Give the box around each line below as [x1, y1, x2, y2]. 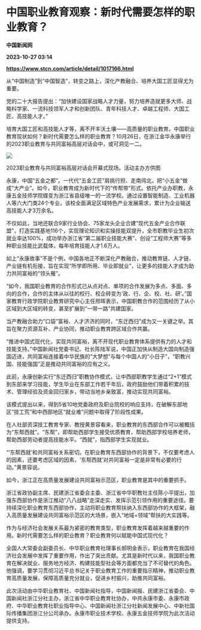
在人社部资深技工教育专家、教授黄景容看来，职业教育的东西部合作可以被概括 [6, 420, 195, 428]
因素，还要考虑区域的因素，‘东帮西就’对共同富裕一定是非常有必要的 [11, 456, 177, 463]
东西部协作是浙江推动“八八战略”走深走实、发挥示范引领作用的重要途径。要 [11, 496, 194, 504]
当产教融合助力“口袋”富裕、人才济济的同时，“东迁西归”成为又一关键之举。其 [6, 317, 194, 325]
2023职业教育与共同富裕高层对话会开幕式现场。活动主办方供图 [6, 164, 161, 171]
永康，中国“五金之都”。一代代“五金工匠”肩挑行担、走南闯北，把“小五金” [6, 177, 182, 184]
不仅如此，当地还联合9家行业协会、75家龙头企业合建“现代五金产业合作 [6, 219, 181, 226]
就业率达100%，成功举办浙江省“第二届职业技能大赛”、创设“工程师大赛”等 [6, 234, 187, 241]
